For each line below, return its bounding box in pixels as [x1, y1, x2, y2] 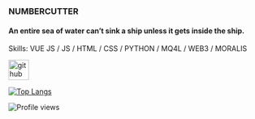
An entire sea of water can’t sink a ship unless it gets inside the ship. [8, 26, 245, 36]
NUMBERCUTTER [8, 6, 79, 17]
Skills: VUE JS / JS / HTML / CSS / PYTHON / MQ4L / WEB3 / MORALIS [8, 44, 248, 53]
